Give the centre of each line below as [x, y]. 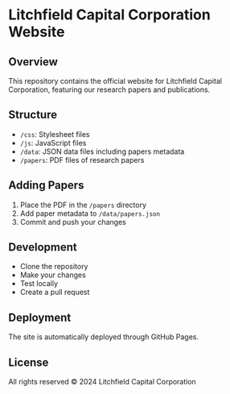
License [29, 362]
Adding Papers [46, 186]
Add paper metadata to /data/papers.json [90, 213]
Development [43, 247]
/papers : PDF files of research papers [82, 160]
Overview [33, 62]
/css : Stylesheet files [55, 134]
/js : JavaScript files [53, 143]
